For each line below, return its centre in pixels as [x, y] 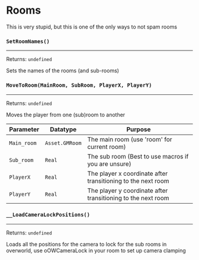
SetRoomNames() [28, 41]
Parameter [24, 129]
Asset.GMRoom [63, 143]
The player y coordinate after [128, 191]
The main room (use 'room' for [130, 139]
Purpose [139, 129]
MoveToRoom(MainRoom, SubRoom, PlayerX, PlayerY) [79, 85]
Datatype [63, 129]
